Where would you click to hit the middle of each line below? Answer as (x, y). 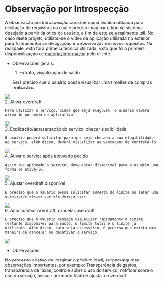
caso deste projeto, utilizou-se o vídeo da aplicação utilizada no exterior (78, 38)
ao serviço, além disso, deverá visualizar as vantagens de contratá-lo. (82, 142)
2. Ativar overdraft (23, 102)
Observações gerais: (33, 63)
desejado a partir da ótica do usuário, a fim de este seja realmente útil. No (79, 33)
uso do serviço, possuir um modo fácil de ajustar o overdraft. (66, 275)
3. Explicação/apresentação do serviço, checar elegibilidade (66, 129)
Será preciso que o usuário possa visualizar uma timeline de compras (82, 82)
